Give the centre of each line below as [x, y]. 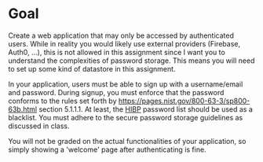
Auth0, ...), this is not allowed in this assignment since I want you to [117, 52]
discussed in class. [39, 126]
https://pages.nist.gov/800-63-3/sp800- [184, 101]
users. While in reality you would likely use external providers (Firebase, [124, 43]
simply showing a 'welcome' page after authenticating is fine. [107, 149]
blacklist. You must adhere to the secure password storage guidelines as [126, 117]
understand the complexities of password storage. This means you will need [131, 61]
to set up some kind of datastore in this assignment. [92, 68]
